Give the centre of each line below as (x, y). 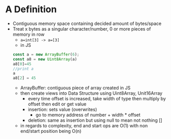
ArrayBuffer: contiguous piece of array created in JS (76, 88)
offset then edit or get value (57, 104)
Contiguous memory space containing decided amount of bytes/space (87, 23)
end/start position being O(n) (51, 131)
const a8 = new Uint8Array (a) (45, 59)
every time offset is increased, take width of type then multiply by (97, 99)
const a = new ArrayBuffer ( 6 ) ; (46, 54)
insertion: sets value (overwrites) (63, 109)
